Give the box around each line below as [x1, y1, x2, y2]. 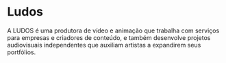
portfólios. [7, 48, 36, 56]
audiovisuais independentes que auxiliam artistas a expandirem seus [7, 41, 201, 49]
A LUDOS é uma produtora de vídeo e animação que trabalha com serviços [7, 26, 220, 35]
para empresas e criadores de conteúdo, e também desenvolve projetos [7, 33, 211, 41]
